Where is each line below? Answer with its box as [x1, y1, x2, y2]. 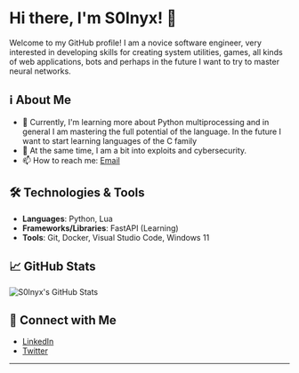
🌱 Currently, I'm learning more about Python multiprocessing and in [21, 116, 270, 127]
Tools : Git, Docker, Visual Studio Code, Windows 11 [21, 232, 210, 242]
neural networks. [9, 66, 71, 76]
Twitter [21, 345, 49, 356]
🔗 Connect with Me [9, 313, 117, 328]
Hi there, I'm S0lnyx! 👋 [9, 8, 177, 28]
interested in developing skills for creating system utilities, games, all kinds [9, 46, 283, 57]
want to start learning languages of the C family [21, 135, 198, 146]
